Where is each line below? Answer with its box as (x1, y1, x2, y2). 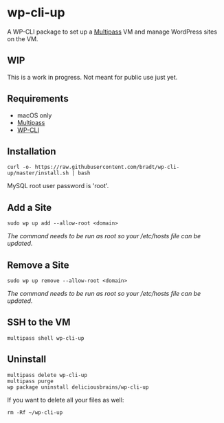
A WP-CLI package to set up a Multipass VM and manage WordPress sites (7, 27, 218, 36)
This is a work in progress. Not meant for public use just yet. (7, 73, 178, 81)
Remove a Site (7, 259, 70, 271)
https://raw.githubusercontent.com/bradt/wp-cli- (34, 163, 180, 171)
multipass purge (7, 378, 54, 385)
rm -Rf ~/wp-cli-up (7, 409, 63, 416)
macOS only (16, 111, 52, 119)
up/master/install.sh (7, 170, 69, 176)
